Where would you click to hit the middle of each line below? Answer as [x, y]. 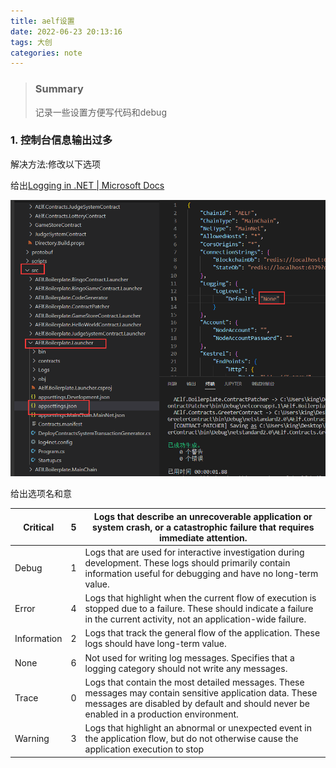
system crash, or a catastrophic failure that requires [203, 527]
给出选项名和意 [41, 494]
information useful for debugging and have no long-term [201, 573]
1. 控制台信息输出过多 [61, 140]
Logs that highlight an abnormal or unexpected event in [198, 728]
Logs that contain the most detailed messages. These [194, 682]
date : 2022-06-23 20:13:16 [66, 31]
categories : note [46, 53]
